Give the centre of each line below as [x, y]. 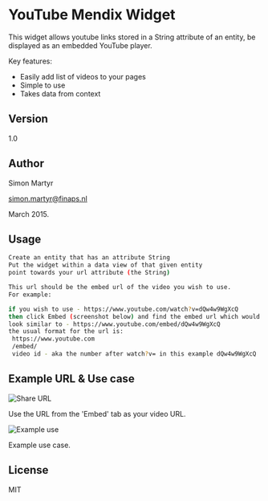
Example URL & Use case [71, 379]
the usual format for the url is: [66, 332]
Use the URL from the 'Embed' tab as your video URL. [97, 413]
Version [28, 119]
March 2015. [29, 214]
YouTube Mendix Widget [92, 15]
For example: [30, 295]
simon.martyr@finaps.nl [48, 198]
